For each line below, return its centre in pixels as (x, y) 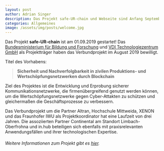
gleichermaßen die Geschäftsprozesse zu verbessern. (60, 101)
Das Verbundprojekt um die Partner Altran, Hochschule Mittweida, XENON (80, 111)
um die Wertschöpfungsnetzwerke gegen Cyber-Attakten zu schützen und (80, 97)
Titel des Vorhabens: (26, 62)
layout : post (18, 10)
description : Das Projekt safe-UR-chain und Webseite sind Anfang (74, 19)
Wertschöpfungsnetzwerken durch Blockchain (66, 76)
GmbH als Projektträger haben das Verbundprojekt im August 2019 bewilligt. (82, 52)
